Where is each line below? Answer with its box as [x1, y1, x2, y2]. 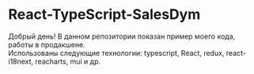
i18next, [8, 57, 34, 66]
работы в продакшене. [8, 39, 85, 49]
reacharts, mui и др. [35, 57, 101, 66]
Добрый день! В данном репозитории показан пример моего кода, [8, 31, 236, 41]
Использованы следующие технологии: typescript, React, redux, [8, 48, 225, 57]
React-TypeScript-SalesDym [8, 6, 201, 24]
